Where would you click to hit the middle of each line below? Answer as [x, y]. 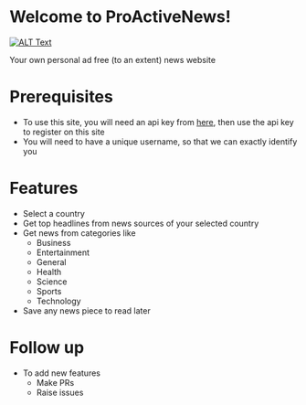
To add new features [61, 373]
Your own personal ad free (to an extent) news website [113, 59]
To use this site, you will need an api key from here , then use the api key [158, 122]
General [51, 261]
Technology [58, 301]
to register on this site [63, 132]
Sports [49, 291]
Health [49, 272]
